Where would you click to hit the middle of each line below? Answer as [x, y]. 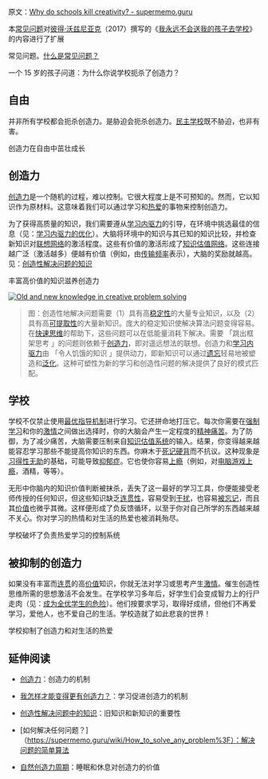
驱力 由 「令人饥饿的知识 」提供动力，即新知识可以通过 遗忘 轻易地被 [138, 353]
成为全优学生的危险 [75, 604]
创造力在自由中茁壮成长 [47, 148]
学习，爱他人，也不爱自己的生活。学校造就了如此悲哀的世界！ [110, 613]
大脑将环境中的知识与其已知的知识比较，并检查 [179, 234]
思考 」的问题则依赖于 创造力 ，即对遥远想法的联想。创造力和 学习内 [144, 343]
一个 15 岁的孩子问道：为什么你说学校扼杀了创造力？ [94, 73]
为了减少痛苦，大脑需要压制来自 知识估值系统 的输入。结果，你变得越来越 [141, 441]
